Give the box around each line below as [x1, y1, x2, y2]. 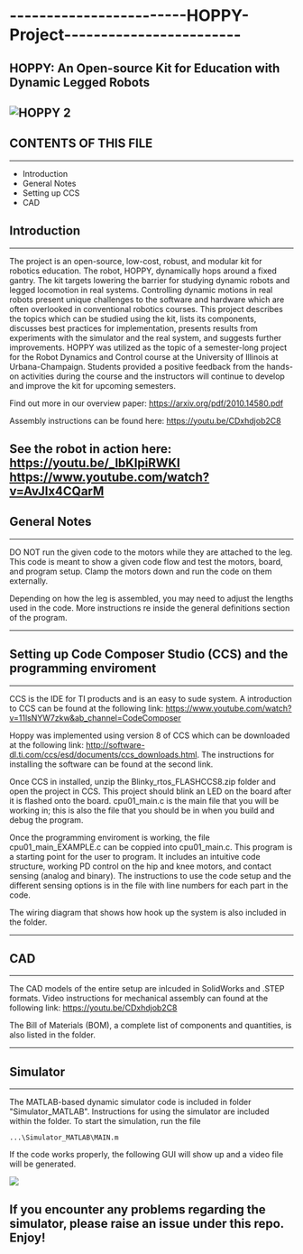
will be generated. [9, 1158, 77, 1169]
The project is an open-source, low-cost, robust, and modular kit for [9, 255, 262, 266]
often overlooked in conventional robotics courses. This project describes [9, 303, 284, 314]
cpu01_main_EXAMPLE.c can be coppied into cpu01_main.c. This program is [9, 841, 293, 853]
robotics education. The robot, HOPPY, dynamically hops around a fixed [9, 265, 277, 276]
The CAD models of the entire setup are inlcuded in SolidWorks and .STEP [9, 983, 285, 994]
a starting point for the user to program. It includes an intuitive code [9, 851, 261, 862]
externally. [9, 575, 49, 586]
